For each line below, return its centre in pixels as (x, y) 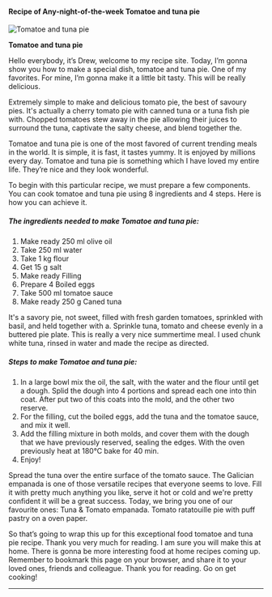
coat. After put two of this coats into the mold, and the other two (127, 399)
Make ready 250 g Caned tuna (71, 302)
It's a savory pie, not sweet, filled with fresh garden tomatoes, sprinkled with (136, 318)
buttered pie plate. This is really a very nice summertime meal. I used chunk (134, 335)
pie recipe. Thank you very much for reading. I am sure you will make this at (135, 543)
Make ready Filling (51, 276)
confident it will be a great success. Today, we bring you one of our (121, 501)
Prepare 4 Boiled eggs (57, 284)
